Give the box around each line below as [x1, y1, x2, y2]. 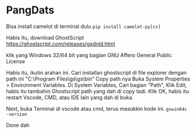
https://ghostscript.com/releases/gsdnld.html [6, 40, 115, 47]
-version [6, 111, 27, 117]
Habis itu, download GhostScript [6, 34, 84, 41]
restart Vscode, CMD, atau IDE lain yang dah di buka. [6, 94, 134, 101]
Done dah [6, 121, 30, 128]
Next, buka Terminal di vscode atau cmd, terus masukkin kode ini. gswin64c [6, 105, 187, 112]
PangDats [6, 3, 54, 17]
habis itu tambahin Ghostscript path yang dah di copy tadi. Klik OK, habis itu [6, 87, 189, 94]
